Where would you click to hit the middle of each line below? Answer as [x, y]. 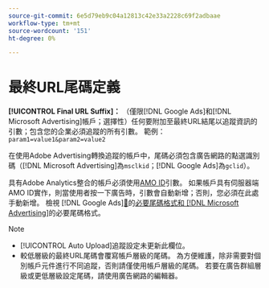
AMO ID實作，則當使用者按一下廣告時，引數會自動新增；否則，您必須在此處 [134, 193]
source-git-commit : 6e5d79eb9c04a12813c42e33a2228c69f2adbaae [114, 16]
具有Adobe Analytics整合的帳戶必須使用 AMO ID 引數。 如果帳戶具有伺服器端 [134, 183]
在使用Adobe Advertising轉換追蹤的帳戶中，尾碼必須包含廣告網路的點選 [127, 156]
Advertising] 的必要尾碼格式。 [57, 213]
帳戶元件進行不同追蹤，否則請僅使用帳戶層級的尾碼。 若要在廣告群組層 [144, 265]
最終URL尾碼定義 [64, 87]
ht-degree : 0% [32, 38]
